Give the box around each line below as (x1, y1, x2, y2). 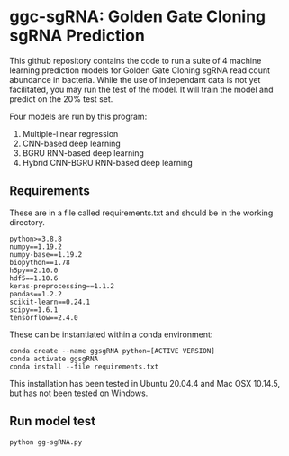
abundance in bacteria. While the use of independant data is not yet (9, 74, 261, 85)
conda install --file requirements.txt (9, 362, 159, 371)
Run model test (9, 414, 96, 429)
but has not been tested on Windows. (9, 388, 149, 398)
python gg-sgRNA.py (9, 437, 83, 447)
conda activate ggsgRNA (9, 354, 99, 363)
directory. (9, 216, 45, 227)
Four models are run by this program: (9, 111, 148, 122)
